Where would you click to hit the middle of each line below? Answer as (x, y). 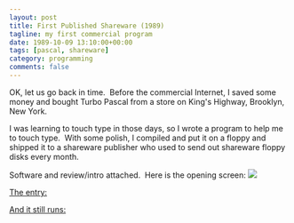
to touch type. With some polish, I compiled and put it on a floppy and (138, 138)
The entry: (28, 192)
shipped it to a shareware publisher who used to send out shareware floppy (147, 147)
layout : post (33, 17)
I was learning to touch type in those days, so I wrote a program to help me (147, 128)
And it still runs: (38, 209)
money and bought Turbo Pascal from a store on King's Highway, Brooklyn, (147, 101)
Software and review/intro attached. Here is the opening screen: (128, 175)
